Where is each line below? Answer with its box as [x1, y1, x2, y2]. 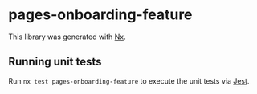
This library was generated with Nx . [8, 32, 126, 41]
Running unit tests [8, 55, 102, 69]
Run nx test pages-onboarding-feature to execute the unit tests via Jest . [8, 76, 250, 85]
